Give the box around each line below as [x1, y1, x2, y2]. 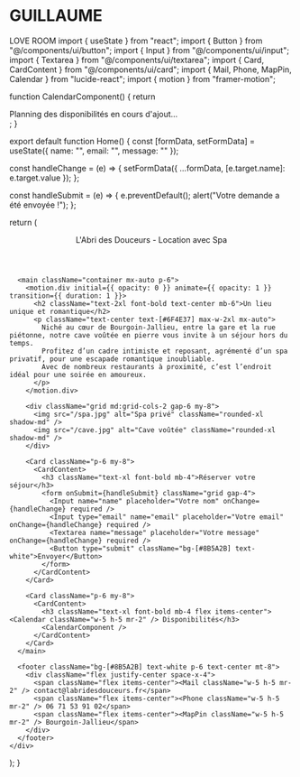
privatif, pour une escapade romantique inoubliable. [9, 354, 216, 364]
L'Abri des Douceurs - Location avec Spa [75, 234, 228, 245]
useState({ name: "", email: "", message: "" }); [9, 145, 179, 156]
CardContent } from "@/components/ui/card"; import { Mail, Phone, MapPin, [9, 64, 292, 75]
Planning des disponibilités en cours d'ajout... [9, 108, 178, 119]
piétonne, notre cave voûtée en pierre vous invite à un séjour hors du [9, 330, 288, 339]
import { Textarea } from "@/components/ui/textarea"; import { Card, [9, 54, 264, 65]
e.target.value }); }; [9, 172, 79, 183]
